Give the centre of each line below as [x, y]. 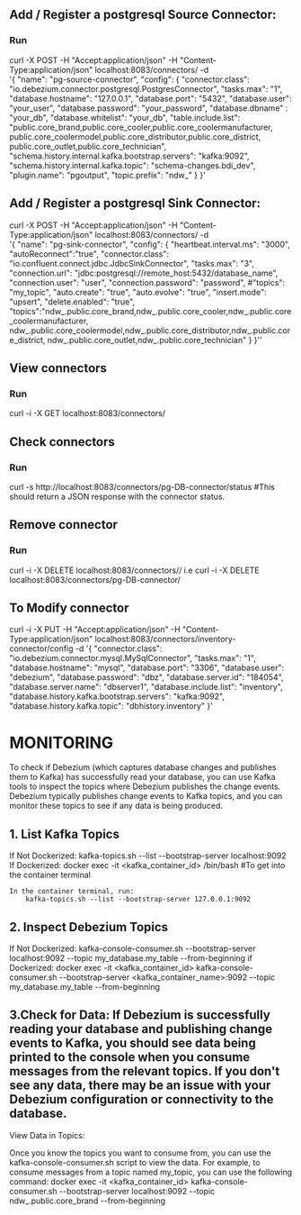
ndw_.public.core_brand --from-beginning [88, 1201]
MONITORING [62, 743]
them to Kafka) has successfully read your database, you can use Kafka [142, 777]
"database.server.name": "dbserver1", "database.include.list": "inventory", [146, 687]
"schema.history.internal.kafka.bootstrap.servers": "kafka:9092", [129, 156]
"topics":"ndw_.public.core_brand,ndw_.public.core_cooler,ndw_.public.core [150, 311]
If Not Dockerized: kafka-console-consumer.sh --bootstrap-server [133, 948]
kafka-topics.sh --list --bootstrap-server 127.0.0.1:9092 [138, 900]
